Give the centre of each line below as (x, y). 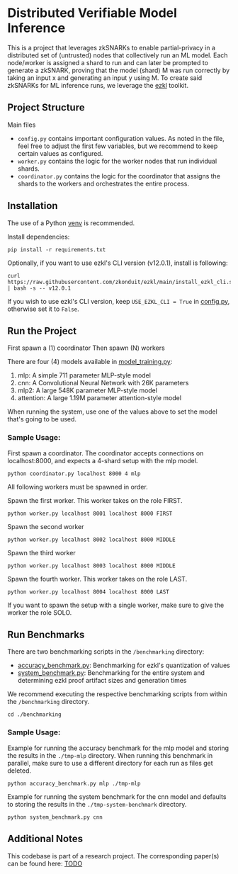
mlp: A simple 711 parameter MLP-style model (84, 375)
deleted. (19, 771)
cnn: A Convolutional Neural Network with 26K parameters (103, 383)
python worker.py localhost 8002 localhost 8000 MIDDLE (91, 540)
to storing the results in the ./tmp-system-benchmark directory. (97, 804)
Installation (33, 206)
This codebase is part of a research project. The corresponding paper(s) (113, 856)
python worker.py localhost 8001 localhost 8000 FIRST (90, 513)
